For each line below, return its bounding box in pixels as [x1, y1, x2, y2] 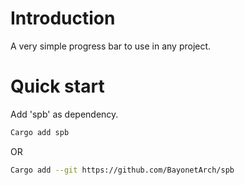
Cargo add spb [10, 127, 70, 137]
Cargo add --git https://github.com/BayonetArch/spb [10, 165, 235, 175]
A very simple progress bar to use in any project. [10, 40, 212, 52]
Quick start [10, 75, 105, 98]
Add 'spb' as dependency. [10, 108, 119, 120]
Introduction [10, 7, 116, 30]
